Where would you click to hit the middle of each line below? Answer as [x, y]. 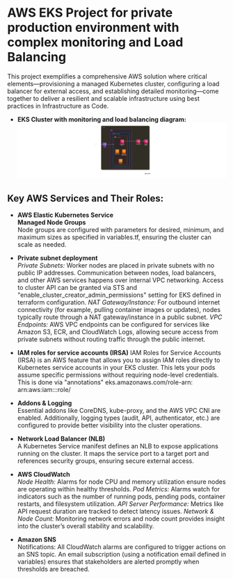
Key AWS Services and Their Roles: [86, 198]
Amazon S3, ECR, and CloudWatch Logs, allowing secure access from [118, 332]
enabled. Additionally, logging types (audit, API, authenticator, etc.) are [119, 418]
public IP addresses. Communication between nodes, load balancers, [116, 273]
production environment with [93, 27]
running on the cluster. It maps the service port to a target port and [113, 454]
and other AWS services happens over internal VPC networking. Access [120, 280]
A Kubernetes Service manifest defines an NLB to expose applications [118, 446]
